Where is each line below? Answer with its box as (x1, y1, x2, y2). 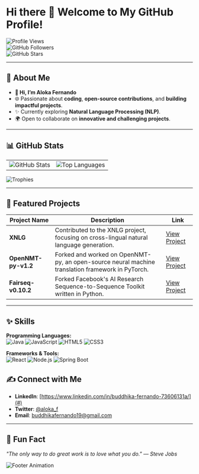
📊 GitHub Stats (6, 141, 64, 151)
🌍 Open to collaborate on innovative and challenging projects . (14, 115, 171, 122)
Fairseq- (9, 279, 35, 287)
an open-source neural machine (65, 258, 155, 266)
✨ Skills (6, 316, 36, 326)
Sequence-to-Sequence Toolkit (54, 282, 145, 291)
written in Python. (54, 290, 104, 298)
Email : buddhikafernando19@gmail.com (14, 412, 113, 419)
